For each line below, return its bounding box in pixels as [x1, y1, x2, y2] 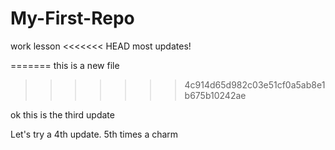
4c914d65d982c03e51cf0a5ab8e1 [184, 78, 326, 91]
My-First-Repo [10, 7, 135, 30]
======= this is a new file [10, 59, 120, 71]
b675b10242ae [184, 89, 247, 101]
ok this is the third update [10, 108, 115, 121]
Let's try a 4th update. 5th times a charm [10, 128, 179, 140]
